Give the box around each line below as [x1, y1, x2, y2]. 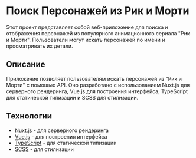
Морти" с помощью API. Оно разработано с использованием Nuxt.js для [6, 81, 190, 88]
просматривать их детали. [6, 42, 73, 50]
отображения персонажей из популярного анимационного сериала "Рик [6, 29, 190, 37]
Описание [6, 60, 45, 70]
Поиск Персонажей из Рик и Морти [6, 4, 190, 18]
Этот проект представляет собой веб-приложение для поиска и [6, 24, 168, 31]
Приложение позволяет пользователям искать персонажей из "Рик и [6, 75, 182, 82]
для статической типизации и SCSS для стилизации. [6, 94, 139, 101]
